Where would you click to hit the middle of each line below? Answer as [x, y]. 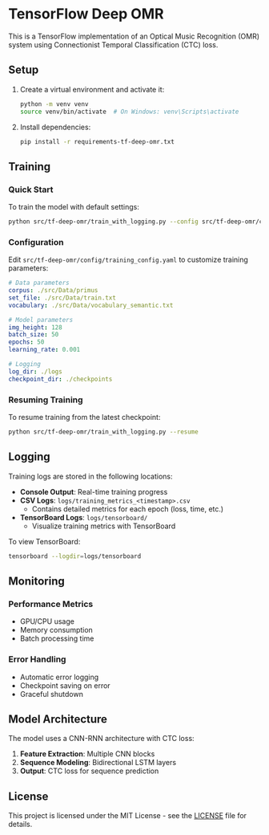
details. [20, 825]
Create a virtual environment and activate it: [92, 89]
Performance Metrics [51, 604]
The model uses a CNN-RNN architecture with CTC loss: [101, 739]
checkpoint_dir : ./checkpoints [60, 379]
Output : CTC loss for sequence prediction [89, 771]
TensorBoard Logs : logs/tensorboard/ [84, 517]
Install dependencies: [55, 127]
